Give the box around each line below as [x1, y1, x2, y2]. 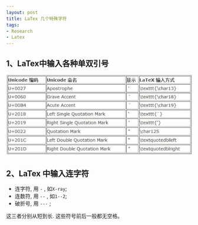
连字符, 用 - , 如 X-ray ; [14, 186, 67, 193]
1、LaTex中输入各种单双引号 [6, 58, 109, 68]
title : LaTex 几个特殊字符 [6, 15, 67, 22]
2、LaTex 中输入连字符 [6, 168, 90, 178]
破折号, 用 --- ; [14, 200, 51, 207]
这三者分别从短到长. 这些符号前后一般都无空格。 [6, 213, 123, 220]
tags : [6, 22, 19, 28]
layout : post [6, 9, 38, 15]
